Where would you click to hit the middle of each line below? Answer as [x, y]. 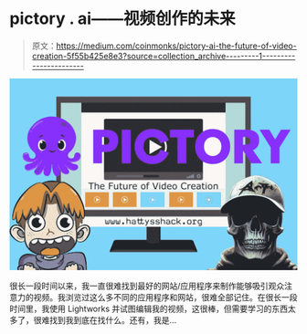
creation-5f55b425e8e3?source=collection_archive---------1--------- [164, 56]
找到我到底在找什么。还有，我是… [113, 319]
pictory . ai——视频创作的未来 [122, 19]
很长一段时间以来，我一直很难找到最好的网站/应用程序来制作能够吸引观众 [147, 286]
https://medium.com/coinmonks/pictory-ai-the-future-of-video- [176, 46]
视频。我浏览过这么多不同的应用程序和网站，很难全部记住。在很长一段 [165, 297]
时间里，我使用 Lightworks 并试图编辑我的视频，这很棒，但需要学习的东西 [148, 308]
